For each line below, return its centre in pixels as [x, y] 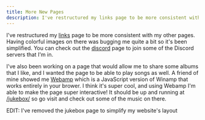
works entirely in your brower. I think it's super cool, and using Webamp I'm [101, 85]
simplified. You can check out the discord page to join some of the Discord [100, 48]
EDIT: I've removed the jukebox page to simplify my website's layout [92, 110]
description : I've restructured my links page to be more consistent [97, 18]
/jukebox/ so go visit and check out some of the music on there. [86, 99]
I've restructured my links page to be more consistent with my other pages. [101, 35]
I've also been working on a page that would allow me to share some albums [103, 66]
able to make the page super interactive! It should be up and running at [95, 92]
